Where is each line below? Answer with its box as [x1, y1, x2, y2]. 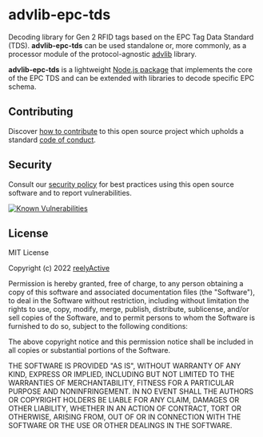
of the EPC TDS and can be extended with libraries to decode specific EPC [8, 73, 255, 83]
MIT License [8, 248, 50, 257]
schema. [8, 82, 37, 91]
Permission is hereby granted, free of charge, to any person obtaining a [8, 279, 244, 289]
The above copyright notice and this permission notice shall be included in [8, 337, 253, 346]
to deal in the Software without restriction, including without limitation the [8, 296, 249, 305]
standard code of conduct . [8, 135, 96, 144]
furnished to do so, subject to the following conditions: [8, 322, 188, 331]
